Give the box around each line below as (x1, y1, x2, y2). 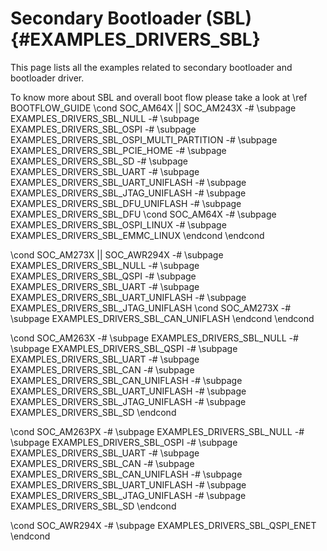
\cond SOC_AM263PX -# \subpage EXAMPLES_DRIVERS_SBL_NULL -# (10, 425, 305, 437)
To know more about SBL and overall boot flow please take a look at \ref (10, 91, 308, 103)
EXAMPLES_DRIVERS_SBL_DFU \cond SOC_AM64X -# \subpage (10, 208, 277, 220)
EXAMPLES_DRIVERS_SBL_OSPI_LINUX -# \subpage (10, 218, 227, 231)
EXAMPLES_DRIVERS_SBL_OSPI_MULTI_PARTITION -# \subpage (10, 133, 278, 146)
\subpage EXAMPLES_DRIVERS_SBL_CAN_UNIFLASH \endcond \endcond (10, 312, 315, 324)
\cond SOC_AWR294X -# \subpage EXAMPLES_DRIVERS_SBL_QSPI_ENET (10, 519, 317, 531)
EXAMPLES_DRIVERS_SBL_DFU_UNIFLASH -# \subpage (10, 197, 242, 209)
